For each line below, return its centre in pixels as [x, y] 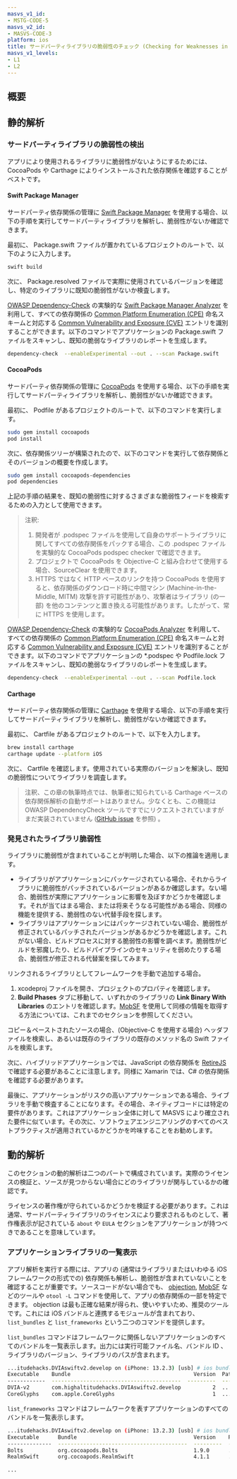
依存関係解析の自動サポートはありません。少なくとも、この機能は [120, 801]
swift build [25, 267]
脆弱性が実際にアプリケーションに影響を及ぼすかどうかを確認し [123, 897]
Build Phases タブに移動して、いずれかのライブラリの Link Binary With [122, 997]
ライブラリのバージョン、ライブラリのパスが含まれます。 [90, 1354]
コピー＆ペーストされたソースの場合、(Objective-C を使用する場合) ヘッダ [115, 1030]
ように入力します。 [47, 253]
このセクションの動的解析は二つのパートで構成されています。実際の [106, 1173]
